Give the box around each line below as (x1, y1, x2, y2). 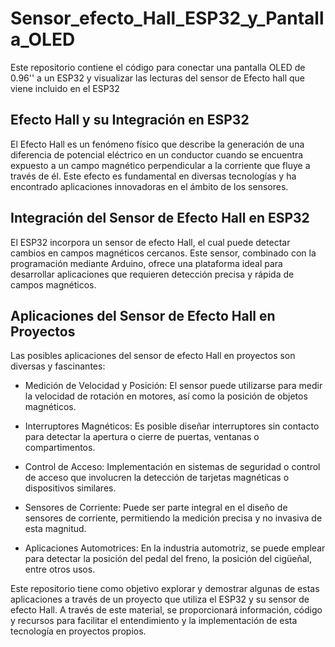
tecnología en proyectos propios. (10, 625, 147, 637)
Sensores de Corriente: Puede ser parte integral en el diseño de (24, 502, 288, 514)
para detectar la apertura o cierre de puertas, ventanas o (24, 431, 260, 443)
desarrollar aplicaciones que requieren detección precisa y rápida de (10, 268, 295, 280)
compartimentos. (24, 442, 96, 454)
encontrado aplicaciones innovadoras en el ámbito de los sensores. (10, 180, 289, 192)
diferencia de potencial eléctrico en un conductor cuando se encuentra (10, 148, 304, 161)
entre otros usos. (24, 563, 96, 576)
